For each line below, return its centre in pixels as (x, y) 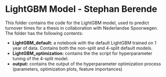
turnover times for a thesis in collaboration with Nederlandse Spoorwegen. (82, 28)
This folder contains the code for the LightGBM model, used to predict (77, 23)
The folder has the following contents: (44, 33)
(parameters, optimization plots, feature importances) (67, 69)
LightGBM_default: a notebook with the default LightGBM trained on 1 (84, 42)
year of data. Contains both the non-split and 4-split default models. (83, 48)
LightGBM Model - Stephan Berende (81, 9)
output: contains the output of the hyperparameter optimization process (86, 64)
